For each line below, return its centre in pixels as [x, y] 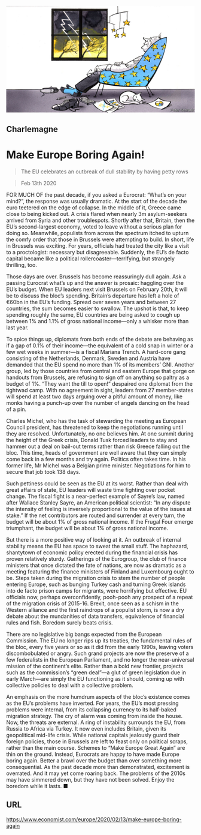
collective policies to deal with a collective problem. [70, 685]
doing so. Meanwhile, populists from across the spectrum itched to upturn [98, 233]
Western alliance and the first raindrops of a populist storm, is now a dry [95, 609]
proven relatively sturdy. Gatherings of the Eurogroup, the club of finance [96, 558]
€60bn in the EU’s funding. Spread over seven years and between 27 [91, 302]
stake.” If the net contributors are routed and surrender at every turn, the [96, 515]
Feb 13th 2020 [39, 183]
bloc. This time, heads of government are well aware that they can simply [97, 452]
